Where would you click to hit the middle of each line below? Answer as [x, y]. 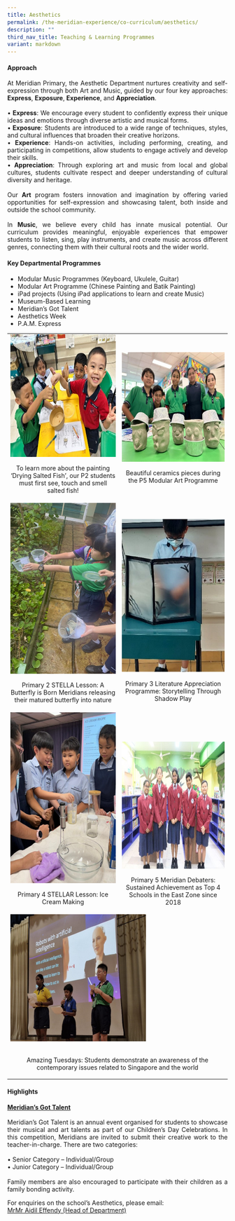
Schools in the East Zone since [173, 894]
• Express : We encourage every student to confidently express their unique [118, 113]
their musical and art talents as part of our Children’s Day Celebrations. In [117, 1129]
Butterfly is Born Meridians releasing [63, 692]
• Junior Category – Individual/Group [60, 1166]
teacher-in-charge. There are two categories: [73, 1144]
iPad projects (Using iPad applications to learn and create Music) [111, 294]
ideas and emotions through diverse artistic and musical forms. [98, 121]
